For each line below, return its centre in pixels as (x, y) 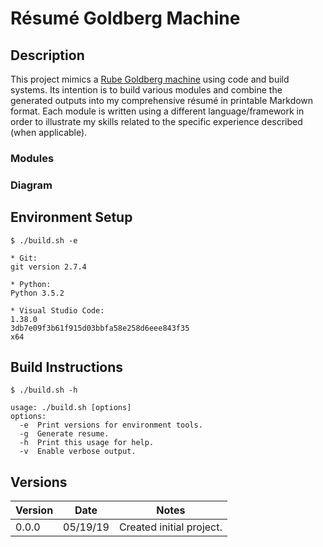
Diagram (31, 185)
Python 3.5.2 (37, 293)
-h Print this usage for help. (87, 443)
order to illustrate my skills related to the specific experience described (156, 121)
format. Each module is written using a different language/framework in (157, 111)
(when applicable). (49, 132)
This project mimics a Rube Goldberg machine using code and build (150, 79)
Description (47, 55)
